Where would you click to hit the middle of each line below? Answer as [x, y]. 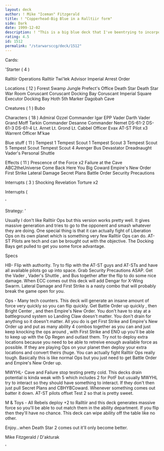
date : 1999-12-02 [23, 28]
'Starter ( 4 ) [18, 69]
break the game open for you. [35, 291]
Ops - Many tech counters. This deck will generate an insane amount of [77, 301]
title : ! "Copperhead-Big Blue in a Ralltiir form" [59, 19]
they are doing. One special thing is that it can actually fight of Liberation [78, 231]
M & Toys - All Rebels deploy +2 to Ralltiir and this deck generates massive [80, 402]
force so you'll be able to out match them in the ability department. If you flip [82, 408]
